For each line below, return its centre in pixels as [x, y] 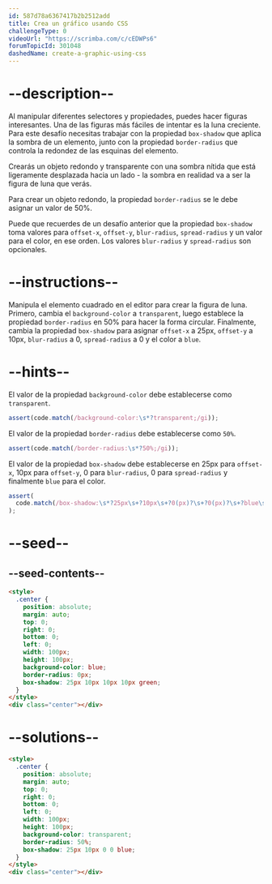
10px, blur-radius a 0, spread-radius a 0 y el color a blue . [105, 339]
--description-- [62, 94]
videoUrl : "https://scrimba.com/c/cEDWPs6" [83, 39]
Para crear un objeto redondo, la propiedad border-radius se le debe [123, 199]
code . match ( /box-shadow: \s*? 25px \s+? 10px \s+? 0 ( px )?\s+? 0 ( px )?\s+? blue [137, 504]
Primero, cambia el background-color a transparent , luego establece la [126, 313]
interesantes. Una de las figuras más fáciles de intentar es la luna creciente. [135, 124]
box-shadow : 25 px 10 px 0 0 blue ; [79, 850]
